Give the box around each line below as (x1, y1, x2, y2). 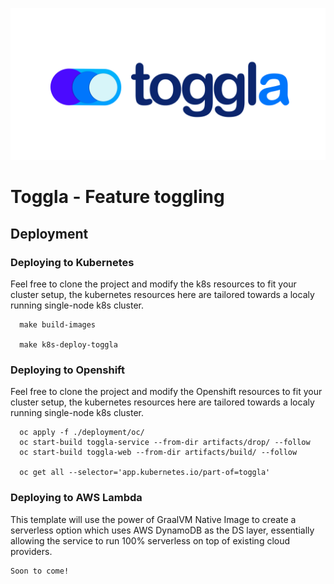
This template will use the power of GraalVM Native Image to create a (10, 513, 297, 525)
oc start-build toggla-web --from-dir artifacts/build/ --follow (19, 448, 298, 458)
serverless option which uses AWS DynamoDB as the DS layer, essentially (10, 524, 315, 536)
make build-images (19, 320, 97, 330)
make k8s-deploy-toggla (19, 340, 118, 350)
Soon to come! (10, 566, 70, 576)
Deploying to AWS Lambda (10, 491, 143, 505)
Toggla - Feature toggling (10, 186, 225, 208)
